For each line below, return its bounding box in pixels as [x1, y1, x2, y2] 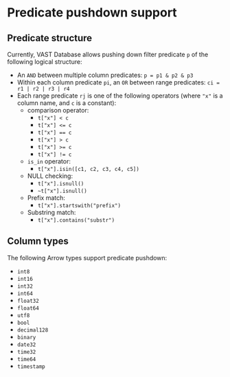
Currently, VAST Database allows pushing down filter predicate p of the [7, 50, 209, 58]
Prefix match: [27, 194, 65, 202]
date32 [16, 341, 36, 348]
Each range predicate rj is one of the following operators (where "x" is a [16, 91, 223, 100]
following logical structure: [7, 58, 82, 66]
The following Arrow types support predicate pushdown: [7, 253, 168, 262]
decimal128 [16, 326, 49, 334]
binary [16, 334, 36, 341]
